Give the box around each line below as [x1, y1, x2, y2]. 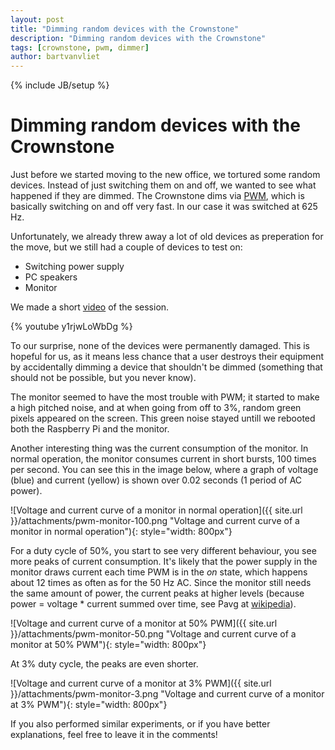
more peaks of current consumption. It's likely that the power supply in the [10, 556, 318, 568]
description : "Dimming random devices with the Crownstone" [10, 33, 267, 43]
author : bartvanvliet [10, 52, 101, 62]
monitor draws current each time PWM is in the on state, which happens [10, 566, 308, 578]
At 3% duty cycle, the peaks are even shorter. [10, 658, 199, 670]
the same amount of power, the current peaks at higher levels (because [10, 587, 305, 600]
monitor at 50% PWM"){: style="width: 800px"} [10, 639, 207, 651]
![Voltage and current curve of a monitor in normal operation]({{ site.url [10, 504, 303, 516]
